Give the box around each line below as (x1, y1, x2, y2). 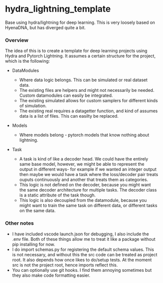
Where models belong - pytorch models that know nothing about (19, 132, 149, 138)
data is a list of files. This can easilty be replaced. (19, 113, 119, 119)
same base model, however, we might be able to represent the (19, 161, 145, 167)
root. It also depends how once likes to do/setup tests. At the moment (12, 257, 152, 263)
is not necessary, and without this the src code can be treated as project (12, 251, 158, 257)
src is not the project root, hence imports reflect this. (12, 262, 118, 268)
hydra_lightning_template (5, 3, 111, 15)
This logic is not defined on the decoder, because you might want (19, 182, 151, 188)
